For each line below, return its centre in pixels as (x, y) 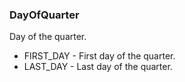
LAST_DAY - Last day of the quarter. (98, 67)
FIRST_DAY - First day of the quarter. (99, 56)
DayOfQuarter (44, 15)
